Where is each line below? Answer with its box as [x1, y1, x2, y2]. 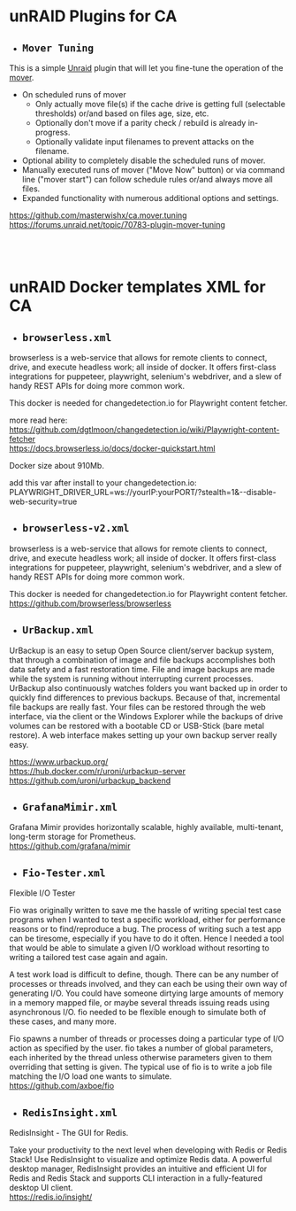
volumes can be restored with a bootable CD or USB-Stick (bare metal [9, 720, 265, 731]
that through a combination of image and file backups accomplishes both [9, 654, 276, 665]
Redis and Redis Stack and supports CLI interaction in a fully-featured [9, 1173, 263, 1184]
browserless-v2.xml [21, 522, 130, 535]
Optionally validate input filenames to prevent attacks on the [34, 136, 254, 147]
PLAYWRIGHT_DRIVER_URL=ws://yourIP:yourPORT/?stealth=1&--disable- [9, 487, 277, 497]
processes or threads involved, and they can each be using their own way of [9, 979, 288, 990]
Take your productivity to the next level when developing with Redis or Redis [9, 1145, 287, 1155]
